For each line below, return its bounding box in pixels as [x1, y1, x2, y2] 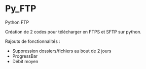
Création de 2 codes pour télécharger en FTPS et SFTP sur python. [5, 29, 142, 34]
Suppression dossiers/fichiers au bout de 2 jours [12, 48, 111, 54]
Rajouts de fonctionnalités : [5, 38, 61, 44]
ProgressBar [12, 53, 38, 59]
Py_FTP [5, 3, 36, 14]
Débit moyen [12, 58, 38, 64]
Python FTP [5, 19, 29, 25]
